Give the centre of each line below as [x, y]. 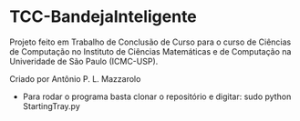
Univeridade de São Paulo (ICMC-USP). [84, 61]
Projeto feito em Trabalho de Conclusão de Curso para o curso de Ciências [150, 42]
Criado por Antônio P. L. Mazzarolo [75, 78]
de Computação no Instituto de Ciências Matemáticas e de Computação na [150, 51]
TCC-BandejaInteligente [103, 17]
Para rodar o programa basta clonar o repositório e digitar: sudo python [157, 96]
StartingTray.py [51, 106]
